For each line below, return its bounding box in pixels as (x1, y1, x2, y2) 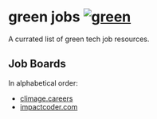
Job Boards (8, 57, 66, 71)
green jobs (8, 8, 80, 26)
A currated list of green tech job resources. (8, 34, 150, 44)
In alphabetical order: (8, 78, 78, 87)
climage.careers (19, 94, 73, 103)
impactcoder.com (19, 102, 78, 111)
